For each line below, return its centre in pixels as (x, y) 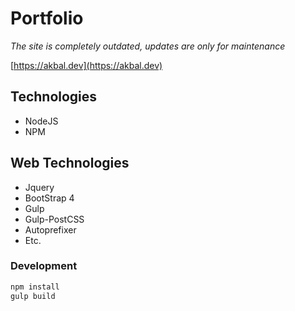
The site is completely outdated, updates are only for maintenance (148, 46)
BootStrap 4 (49, 198)
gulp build (33, 296)
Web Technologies (70, 163)
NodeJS (41, 121)
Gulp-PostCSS (54, 219)
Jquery (39, 187)
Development (44, 266)
